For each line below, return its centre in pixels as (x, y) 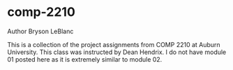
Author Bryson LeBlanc (40, 31)
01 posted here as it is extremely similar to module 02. (85, 59)
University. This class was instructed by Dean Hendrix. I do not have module (117, 52)
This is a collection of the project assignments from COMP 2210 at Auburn (114, 44)
